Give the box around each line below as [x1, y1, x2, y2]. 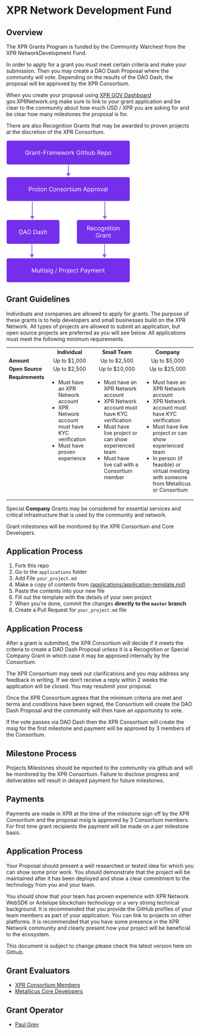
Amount [8, 357, 30, 364]
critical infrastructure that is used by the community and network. [6, 511, 167, 518]
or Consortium [152, 486, 189, 493]
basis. [6, 829, 21, 836]
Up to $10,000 [98, 365, 136, 372]
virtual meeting [152, 467, 190, 474]
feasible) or [152, 461, 181, 468]
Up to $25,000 [149, 365, 186, 372]
